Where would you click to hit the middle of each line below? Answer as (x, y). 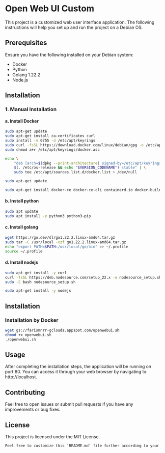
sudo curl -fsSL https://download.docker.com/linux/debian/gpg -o (74, 145)
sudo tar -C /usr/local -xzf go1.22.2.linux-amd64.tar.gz (66, 242)
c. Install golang (22, 227)
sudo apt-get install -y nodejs (38, 291)
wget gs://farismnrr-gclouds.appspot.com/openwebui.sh (62, 330)
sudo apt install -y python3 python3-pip (48, 216)
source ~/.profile (24, 251)
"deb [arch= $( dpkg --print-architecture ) (57, 163)
